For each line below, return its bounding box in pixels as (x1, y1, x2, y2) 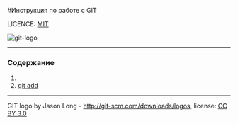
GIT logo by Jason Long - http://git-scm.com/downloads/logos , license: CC (7, 102, 228, 111)
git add (17, 81, 39, 90)
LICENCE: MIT (7, 20, 49, 28)
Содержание (7, 57, 55, 67)
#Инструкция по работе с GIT (7, 6, 97, 14)
